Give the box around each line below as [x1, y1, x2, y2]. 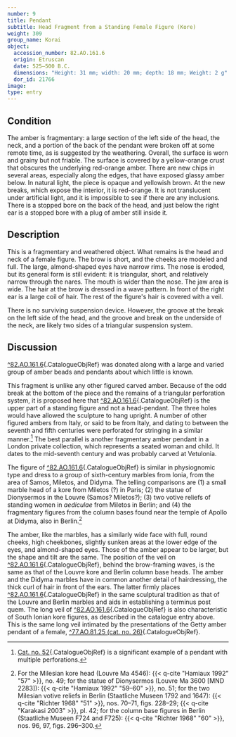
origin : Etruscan [13, 56, 65, 63]
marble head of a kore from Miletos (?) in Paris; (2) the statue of [7, 486, 192, 494]
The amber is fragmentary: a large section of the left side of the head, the [7, 133, 220, 141]
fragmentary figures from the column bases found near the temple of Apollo [7, 508, 228, 517]
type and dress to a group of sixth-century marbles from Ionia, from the [7, 471, 215, 479]
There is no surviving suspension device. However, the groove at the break [7, 305, 225, 314]
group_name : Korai [7, 37, 61, 44]
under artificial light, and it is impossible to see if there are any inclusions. [7, 193, 220, 201]
